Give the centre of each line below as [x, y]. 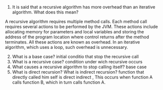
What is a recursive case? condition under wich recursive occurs [77, 62]
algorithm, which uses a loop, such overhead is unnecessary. [67, 47]
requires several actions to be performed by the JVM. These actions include [81, 27]
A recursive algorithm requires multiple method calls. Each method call [76, 22]
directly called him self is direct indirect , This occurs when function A [82, 77]
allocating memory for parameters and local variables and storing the [74, 32]
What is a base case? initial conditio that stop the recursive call [75, 57]
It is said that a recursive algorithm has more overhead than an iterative [83, 7]
